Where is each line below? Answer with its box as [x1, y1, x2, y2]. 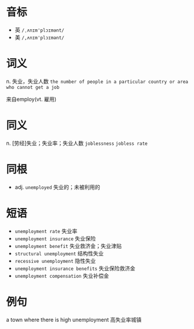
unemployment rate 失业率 [14, 227, 78, 234]
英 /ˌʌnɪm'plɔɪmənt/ [14, 26, 65, 33]
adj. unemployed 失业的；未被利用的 [14, 183, 101, 191]
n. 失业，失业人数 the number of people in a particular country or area [6, 77, 189, 85]
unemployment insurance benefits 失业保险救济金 [14, 265, 135, 272]
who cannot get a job [6, 84, 60, 90]
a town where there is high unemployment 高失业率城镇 [6, 316, 142, 323]
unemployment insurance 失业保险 [14, 235, 96, 242]
